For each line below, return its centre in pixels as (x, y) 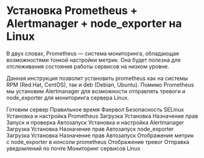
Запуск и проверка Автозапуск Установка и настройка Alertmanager (95, 122)
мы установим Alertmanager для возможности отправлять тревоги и (96, 91)
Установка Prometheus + (72, 11)
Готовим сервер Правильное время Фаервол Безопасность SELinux (95, 109)
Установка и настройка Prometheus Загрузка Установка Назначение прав (102, 116)
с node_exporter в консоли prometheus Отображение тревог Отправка (98, 142)
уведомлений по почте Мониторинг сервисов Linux (73, 148)
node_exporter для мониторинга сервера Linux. (68, 98)
